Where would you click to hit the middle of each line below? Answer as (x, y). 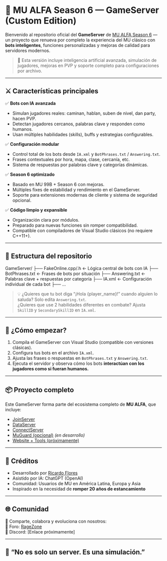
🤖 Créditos (22, 461)
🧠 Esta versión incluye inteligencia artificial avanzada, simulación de (87, 60)
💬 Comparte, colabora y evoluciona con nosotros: (56, 521)
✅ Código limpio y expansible (36, 210)
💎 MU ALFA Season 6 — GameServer (82, 10)
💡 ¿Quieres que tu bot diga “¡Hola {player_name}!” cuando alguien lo (87, 293)
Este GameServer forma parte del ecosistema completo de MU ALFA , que (81, 404)
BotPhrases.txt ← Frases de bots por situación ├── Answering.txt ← (75, 274)
